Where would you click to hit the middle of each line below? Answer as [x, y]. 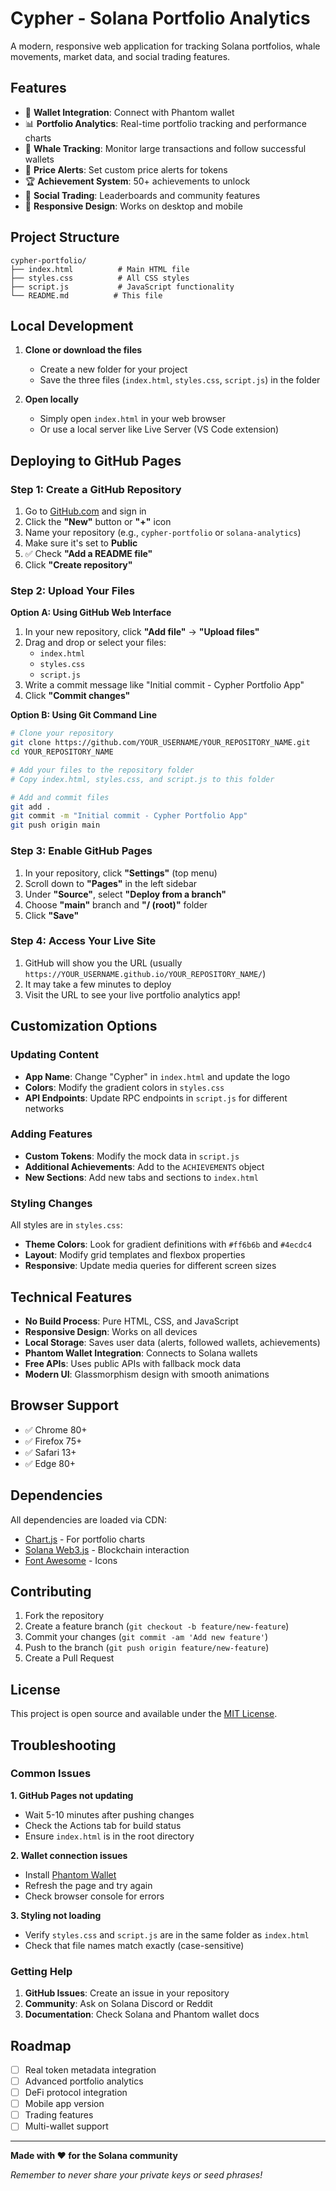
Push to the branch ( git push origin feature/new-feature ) [147, 1648]
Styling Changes [51, 1203]
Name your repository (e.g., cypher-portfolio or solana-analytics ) [163, 533]
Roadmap [41, 2045]
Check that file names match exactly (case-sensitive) [134, 1945]
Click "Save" [52, 915]
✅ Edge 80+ [50, 1463]
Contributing [51, 1591]
